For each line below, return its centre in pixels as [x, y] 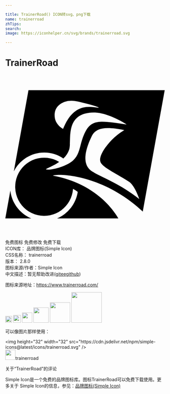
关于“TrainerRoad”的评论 [31, 369]
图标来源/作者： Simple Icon [34, 268]
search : [13, 28]
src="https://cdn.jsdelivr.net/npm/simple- [112, 342]
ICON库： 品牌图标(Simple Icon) [39, 249]
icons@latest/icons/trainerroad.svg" [43, 347]
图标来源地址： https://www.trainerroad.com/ [52, 285]
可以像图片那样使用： [27, 331]
